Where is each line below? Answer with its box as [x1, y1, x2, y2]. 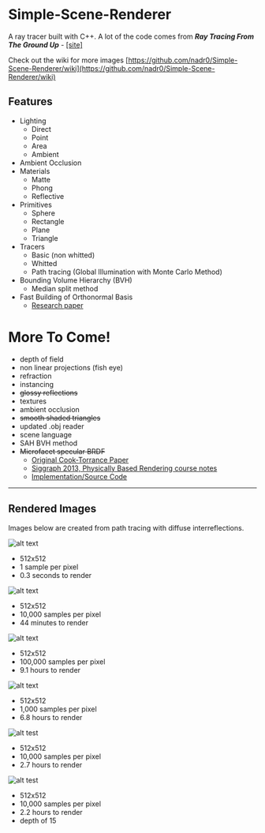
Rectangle [31, 216, 65, 226]
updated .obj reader [19, 421, 84, 431]
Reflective [31, 191, 65, 201]
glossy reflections [19, 388, 78, 397]
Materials [19, 166, 50, 175]
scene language [19, 430, 73, 439]
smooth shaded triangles [19, 413, 101, 422]
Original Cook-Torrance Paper [31, 455, 129, 464]
